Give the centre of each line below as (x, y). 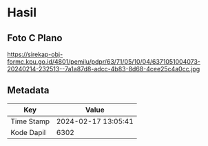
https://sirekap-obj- (35, 54)
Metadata (28, 90)
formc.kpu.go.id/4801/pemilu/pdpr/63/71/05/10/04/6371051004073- (104, 62)
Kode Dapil (28, 132)
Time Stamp (30, 121)
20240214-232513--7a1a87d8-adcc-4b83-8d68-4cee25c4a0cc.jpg (104, 69)
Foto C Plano (35, 38)
